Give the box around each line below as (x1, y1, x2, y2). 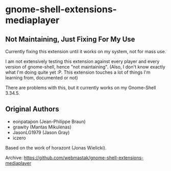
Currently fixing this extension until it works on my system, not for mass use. (5, 49, 166, 54)
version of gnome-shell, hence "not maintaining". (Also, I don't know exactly (5, 64, 165, 70)
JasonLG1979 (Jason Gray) (12, 129, 70, 135)
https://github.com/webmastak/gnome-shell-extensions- (23, 155, 144, 161)
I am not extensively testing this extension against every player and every (5, 58, 160, 65)
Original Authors (5, 105, 60, 114)
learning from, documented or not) (5, 75, 78, 80)
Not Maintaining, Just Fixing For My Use (5, 35, 135, 44)
